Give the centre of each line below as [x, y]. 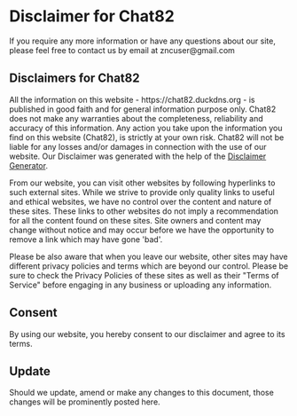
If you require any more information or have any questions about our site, [143, 41]
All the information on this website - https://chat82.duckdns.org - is [132, 99]
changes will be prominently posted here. [85, 402]
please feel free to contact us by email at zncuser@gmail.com [122, 50]
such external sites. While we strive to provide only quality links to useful [142, 192]
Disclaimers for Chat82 [74, 78]
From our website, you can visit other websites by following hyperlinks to [142, 183]
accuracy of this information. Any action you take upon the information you [146, 128]
